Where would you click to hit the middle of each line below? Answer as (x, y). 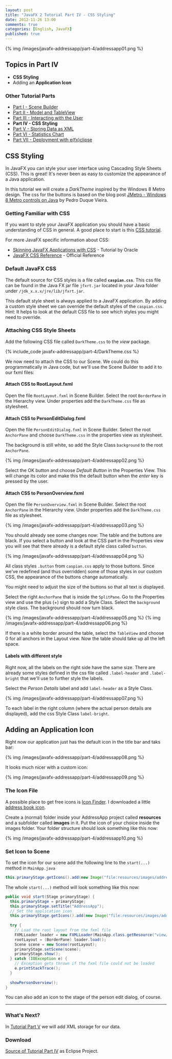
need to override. (24, 317)
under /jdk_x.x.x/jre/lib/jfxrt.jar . (45, 291)
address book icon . (26, 807)
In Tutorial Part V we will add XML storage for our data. (63, 1026)
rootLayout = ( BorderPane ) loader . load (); (60, 940)
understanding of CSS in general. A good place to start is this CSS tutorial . (84, 230)
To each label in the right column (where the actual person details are (79, 708)
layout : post (19, 10)
